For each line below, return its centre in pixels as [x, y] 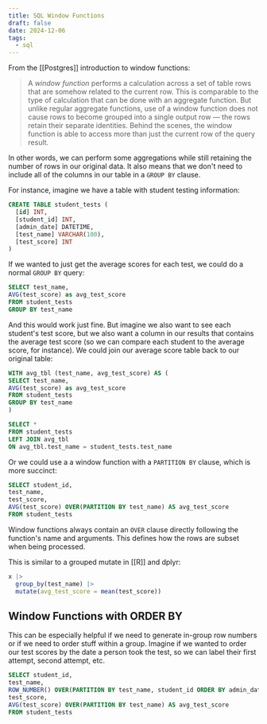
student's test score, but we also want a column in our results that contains [131, 333]
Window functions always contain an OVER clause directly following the [124, 529]
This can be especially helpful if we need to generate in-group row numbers [133, 635]
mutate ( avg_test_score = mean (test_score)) [88, 591]
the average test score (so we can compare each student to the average [126, 341]
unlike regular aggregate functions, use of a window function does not [143, 109]
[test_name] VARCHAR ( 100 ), [60, 234]
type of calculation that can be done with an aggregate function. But [139, 100]
